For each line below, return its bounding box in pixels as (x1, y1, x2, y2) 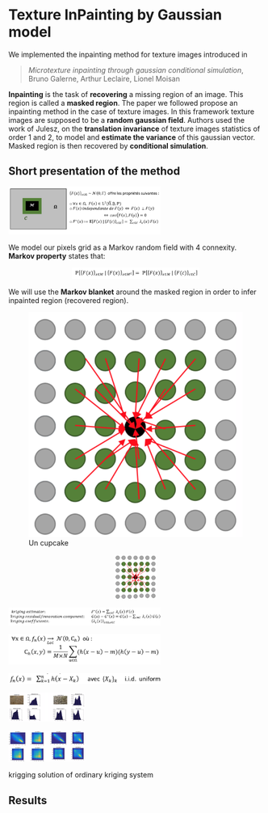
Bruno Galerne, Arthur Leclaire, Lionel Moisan (27, 74, 180, 83)
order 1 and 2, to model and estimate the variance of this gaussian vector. (8, 132, 256, 142)
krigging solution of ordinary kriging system (8, 770, 153, 780)
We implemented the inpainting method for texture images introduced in (8, 49, 248, 59)
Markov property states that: (8, 251, 106, 261)
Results (8, 794, 48, 807)
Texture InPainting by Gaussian (8, 6, 222, 24)
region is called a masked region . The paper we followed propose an (8, 98, 238, 107)
